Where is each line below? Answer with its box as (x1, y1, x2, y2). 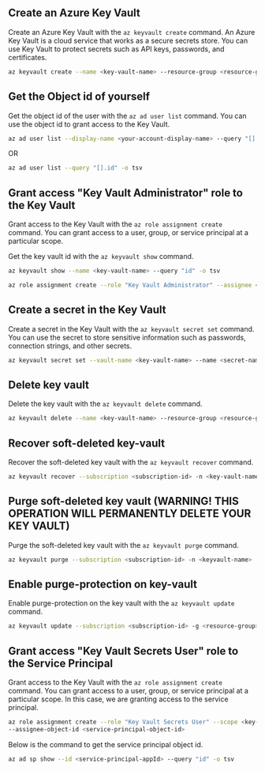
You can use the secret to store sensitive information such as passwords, (8, 332, 246, 342)
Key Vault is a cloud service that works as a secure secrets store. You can (8, 36, 248, 45)
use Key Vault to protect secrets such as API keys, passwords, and (8, 44, 225, 54)
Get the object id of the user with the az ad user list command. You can (8, 111, 247, 120)
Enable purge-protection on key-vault (8, 577, 197, 591)
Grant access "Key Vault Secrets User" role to (8, 644, 239, 658)
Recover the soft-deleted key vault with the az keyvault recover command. (8, 458, 254, 466)
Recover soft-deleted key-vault (8, 436, 166, 450)
